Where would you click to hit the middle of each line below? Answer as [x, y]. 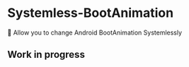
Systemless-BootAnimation [91, 13]
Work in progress [46, 55]
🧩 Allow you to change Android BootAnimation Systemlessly [95, 32]
